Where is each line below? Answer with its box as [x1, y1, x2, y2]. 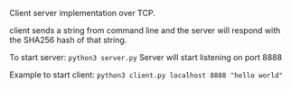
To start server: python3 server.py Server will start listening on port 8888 [9, 52, 283, 62]
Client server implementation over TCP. [9, 8, 155, 18]
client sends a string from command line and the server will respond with [9, 25, 281, 35]
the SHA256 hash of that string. [9, 35, 127, 45]
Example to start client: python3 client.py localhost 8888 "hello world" [9, 69, 284, 80]
